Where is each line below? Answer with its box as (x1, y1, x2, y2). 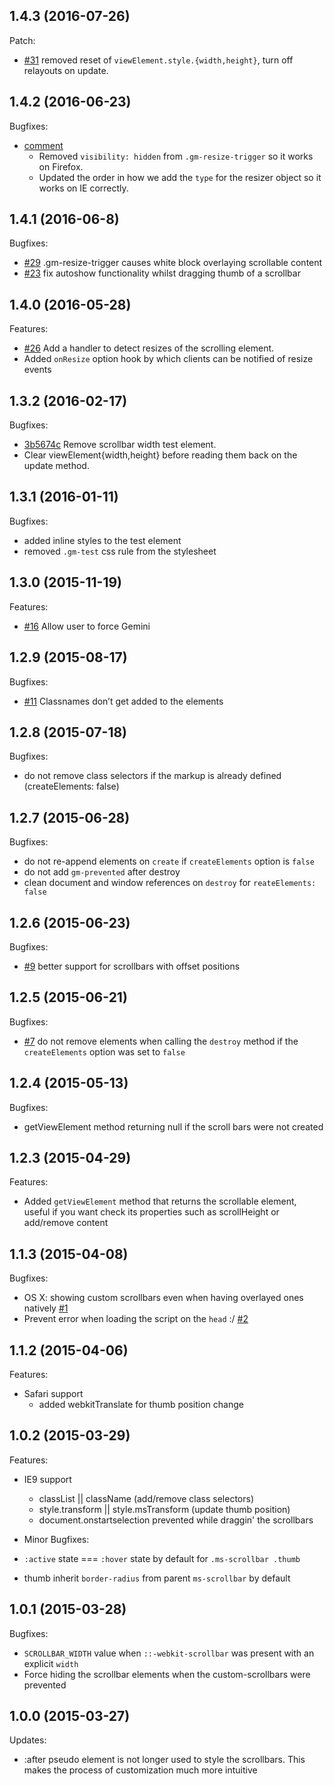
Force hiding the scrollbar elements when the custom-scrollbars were (23, 1668, 311, 1680)
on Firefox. (38, 160, 84, 173)
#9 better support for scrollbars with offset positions (23, 960, 241, 972)
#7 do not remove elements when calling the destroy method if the (23, 1035, 299, 1047)
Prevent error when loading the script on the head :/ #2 (23, 1313, 249, 1325)
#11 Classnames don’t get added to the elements (23, 695, 224, 707)
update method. (23, 460, 90, 472)
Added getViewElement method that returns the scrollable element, (23, 1195, 297, 1208)
